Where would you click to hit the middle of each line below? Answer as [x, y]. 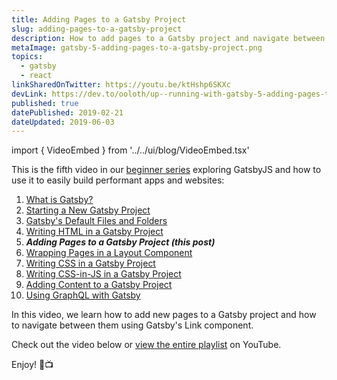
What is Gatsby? [59, 200]
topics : [27, 57]
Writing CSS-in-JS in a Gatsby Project [103, 274]
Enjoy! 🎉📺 [32, 365]
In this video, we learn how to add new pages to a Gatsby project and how [164, 315]
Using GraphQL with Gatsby [83, 295]
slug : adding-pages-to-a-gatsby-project [97, 29]
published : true [45, 103]
